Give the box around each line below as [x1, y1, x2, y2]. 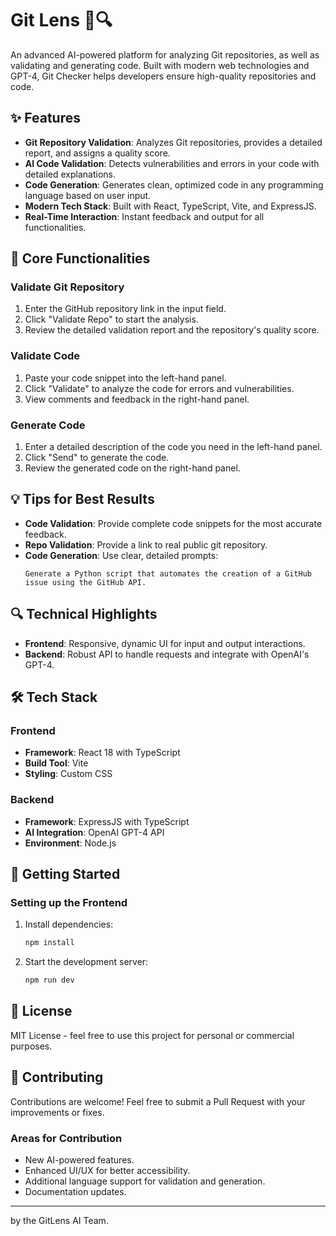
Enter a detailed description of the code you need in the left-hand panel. [24, 441, 323, 453]
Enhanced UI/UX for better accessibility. [24, 1165, 191, 1176]
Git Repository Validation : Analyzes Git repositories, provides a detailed [24, 136, 323, 148]
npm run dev [24, 975, 75, 986]
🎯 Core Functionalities [10, 250, 151, 267]
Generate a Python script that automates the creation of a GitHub [24, 568, 312, 579]
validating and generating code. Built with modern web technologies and [10, 59, 310, 71]
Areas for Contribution [10, 1131, 123, 1145]
